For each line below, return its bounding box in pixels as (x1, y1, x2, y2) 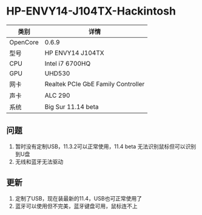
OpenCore (9, 38, 39, 46)
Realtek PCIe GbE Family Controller (44, 80, 145, 88)
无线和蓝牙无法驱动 (15, 158, 64, 165)
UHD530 (44, 69, 70, 77)
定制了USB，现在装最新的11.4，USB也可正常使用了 (15, 194, 143, 202)
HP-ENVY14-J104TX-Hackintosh (6, 4, 176, 18)
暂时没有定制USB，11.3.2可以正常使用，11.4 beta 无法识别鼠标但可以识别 (15, 143, 196, 150)
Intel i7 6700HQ (44, 59, 91, 67)
